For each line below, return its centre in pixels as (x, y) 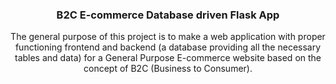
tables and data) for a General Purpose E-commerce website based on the (168, 58)
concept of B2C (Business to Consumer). (168, 69)
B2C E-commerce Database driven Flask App (168, 15)
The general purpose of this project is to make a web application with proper (168, 37)
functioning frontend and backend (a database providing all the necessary (168, 47)
